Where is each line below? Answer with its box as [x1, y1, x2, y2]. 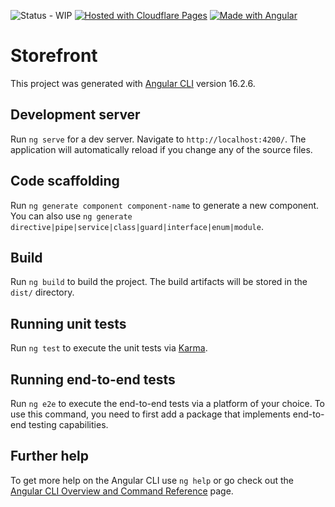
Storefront [10, 45, 98, 67]
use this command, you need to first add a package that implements [10, 408, 291, 420]
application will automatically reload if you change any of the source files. [10, 143, 313, 155]
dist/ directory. [10, 286, 75, 299]
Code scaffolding [10, 173, 120, 190]
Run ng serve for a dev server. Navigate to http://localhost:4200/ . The [10, 133, 307, 145]
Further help [10, 448, 90, 465]
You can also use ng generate [10, 210, 133, 222]
